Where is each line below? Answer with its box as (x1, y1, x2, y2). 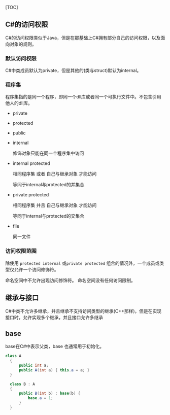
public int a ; (18, 363, 49, 368)
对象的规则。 (9, 41, 37, 47)
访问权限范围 (5, 248, 37, 255)
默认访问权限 (5, 55, 37, 62)
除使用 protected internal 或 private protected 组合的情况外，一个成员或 (5, 260, 160, 266)
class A (5, 354, 22, 359)
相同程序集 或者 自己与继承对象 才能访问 (12, 171, 97, 177)
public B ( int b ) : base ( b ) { (18, 391, 81, 396)
